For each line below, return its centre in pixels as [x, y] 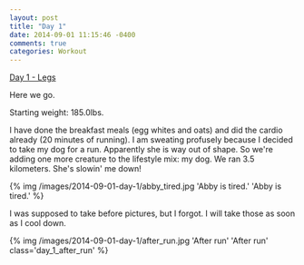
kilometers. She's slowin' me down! [76, 169]
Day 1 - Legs [33, 77]
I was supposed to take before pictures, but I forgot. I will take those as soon [152, 213]
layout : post [34, 18]
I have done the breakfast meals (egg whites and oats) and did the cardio [146, 130]
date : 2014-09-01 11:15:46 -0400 [73, 34]
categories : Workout [49, 52]
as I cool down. [38, 223]
